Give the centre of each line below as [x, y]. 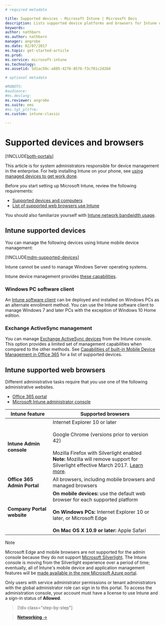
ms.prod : [14, 55]
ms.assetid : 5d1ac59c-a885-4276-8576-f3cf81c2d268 [58, 69]
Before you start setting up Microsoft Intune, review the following [71, 186]
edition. [13, 316]
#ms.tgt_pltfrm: [22, 109]
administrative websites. [30, 387]
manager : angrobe [23, 42]
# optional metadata [26, 78]
